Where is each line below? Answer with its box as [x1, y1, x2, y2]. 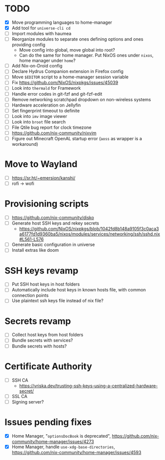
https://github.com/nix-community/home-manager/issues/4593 [11, 449, 142, 455]
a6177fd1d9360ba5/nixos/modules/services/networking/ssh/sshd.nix [19, 231, 160, 237]
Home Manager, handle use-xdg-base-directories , [11, 444, 116, 450]
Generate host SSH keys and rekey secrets [11, 220, 99, 226]
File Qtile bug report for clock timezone [11, 124, 92, 130]
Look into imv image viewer [11, 113, 67, 119]
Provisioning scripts [4, 198, 89, 210]
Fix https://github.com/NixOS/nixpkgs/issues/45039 [11, 80, 119, 86]
